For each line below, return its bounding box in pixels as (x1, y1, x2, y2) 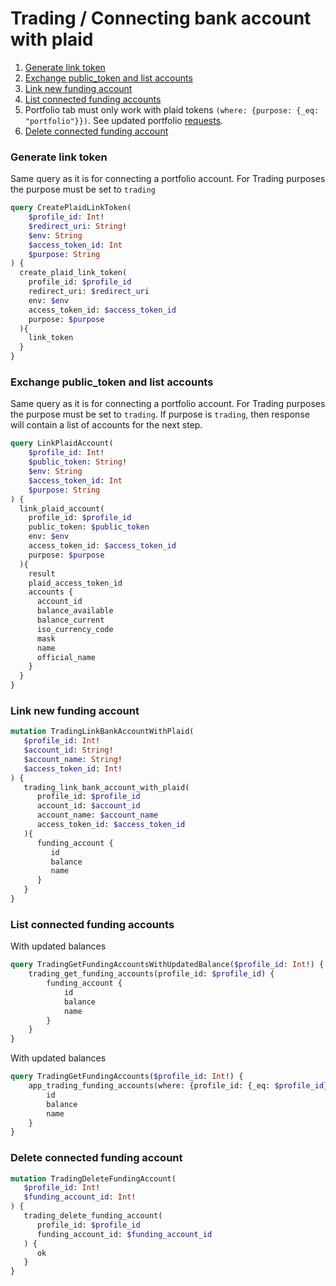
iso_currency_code (36, 624, 114, 634)
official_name (36, 652, 97, 662)
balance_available (36, 606, 114, 616)
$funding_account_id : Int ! (23, 1192, 137, 1202)
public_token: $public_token (28, 522, 150, 532)
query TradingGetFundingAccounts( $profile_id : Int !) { (10, 1072, 244, 1082)
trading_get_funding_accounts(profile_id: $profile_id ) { (28, 969, 275, 979)
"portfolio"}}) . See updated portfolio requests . (24, 114, 224, 126)
